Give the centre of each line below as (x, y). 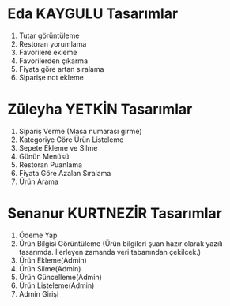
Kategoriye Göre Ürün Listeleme (71, 140)
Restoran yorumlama (53, 43)
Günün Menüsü (44, 156)
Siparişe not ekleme (51, 77)
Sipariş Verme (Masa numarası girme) (80, 131)
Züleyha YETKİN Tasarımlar (100, 109)
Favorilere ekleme (48, 52)
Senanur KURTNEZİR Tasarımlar (115, 213)
